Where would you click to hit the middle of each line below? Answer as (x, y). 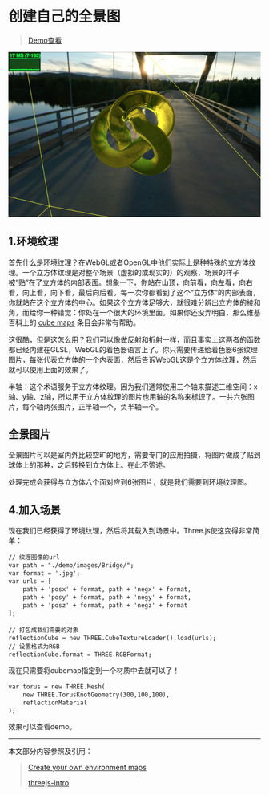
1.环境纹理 (34, 241)
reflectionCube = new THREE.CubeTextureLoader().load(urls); (112, 639)
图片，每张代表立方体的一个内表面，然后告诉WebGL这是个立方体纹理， (126, 359)
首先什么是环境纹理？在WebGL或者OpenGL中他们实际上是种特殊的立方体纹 (132, 262)
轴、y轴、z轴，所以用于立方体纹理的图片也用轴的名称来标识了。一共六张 (128, 396)
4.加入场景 (35, 510)
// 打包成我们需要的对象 (44, 631)
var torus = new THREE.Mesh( (57, 687)
